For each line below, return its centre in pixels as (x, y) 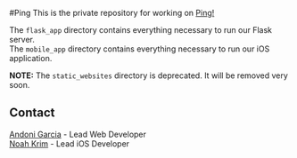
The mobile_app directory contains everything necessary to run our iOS (140, 49)
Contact (32, 113)
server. (22, 39)
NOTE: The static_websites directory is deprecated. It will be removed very (148, 75)
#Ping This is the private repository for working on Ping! (112, 13)
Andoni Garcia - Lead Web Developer (78, 134)
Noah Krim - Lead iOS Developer (70, 143)
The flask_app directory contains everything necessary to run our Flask (141, 30)
